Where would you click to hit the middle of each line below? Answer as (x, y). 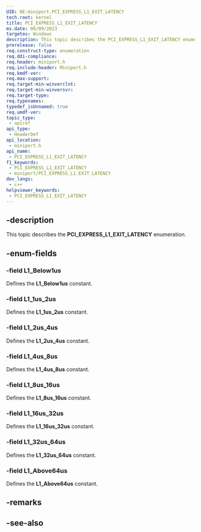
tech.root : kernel (29, 17)
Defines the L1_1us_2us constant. (47, 312)
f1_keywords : (22, 163)
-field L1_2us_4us (32, 327)
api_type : (19, 129)
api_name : (19, 151)
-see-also (25, 523)
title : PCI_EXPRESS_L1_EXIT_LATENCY (52, 23)
